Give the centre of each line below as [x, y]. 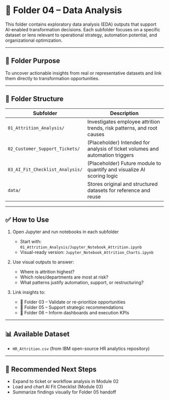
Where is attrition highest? [47, 272]
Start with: [31, 242]
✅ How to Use [27, 219]
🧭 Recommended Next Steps [51, 369]
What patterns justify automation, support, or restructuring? [82, 283]
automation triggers [111, 155]
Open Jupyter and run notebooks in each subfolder [66, 232]
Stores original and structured [122, 184]
